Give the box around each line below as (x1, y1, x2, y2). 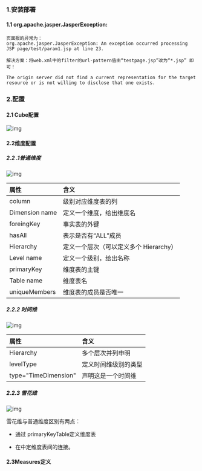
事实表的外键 (62, 219, 100, 228)
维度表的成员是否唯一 (62, 288, 124, 296)
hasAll (9, 231, 27, 239)
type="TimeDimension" (9, 371, 77, 379)
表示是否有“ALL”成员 (62, 231, 122, 239)
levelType (9, 360, 37, 368)
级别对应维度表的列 (62, 197, 118, 206)
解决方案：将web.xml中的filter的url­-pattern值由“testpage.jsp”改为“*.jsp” (6, 57, 187, 64)
